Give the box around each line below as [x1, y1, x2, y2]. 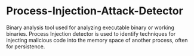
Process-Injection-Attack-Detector [6, 4, 183, 18]
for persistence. [6, 43, 45, 50]
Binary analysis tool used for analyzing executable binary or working [6, 24, 175, 31]
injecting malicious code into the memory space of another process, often [6, 36, 188, 43]
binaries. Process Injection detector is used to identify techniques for [6, 30, 176, 37]
